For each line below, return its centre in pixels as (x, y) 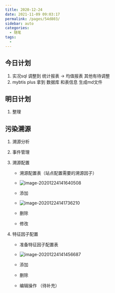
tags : (11, 37)
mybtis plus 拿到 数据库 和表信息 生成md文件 (57, 82)
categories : (17, 28)
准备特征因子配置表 (39, 245)
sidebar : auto (20, 23)
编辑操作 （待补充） (39, 286)
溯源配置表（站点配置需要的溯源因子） (58, 173)
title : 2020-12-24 (24, 10)
